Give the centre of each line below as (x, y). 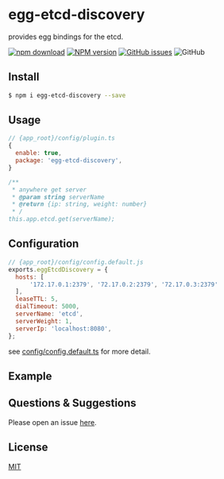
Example (30, 376)
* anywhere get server (49, 189)
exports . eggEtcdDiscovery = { (58, 269)
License (28, 448)
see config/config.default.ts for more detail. (79, 351)
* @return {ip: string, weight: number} (79, 204)
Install (24, 77)
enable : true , (39, 153)
